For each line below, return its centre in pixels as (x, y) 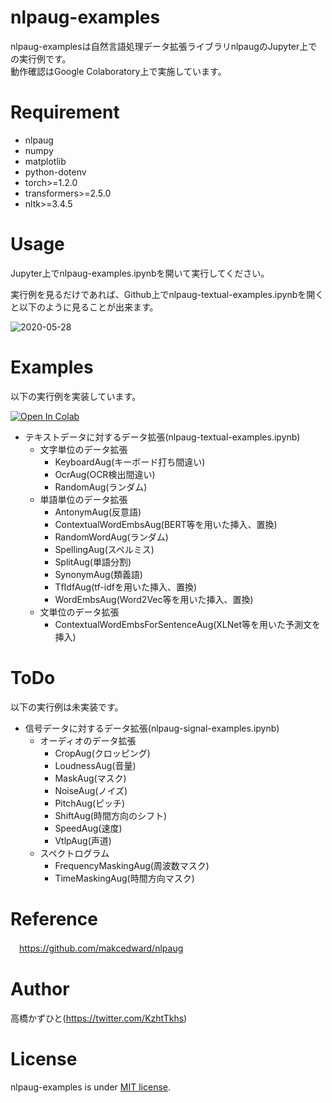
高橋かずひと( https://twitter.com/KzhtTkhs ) (99, 1018)
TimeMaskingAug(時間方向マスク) (124, 878)
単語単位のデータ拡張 (83, 499)
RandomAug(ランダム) (101, 487)
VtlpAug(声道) (83, 840)
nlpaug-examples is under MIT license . (91, 1087)
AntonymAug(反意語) (98, 512)
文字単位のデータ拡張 (83, 449)
